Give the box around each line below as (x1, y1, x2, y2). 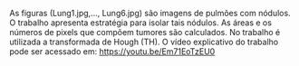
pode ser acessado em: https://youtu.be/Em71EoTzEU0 (9, 46, 216, 57)
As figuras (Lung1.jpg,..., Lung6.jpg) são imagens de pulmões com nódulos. (9, 8, 292, 18)
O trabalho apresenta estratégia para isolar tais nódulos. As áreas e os (9, 17, 272, 28)
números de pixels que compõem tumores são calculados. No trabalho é (9, 27, 281, 37)
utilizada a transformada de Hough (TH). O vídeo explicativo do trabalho (9, 36, 279, 47)
